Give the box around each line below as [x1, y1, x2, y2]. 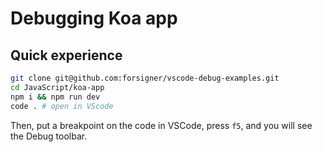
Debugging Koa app [10, 7, 178, 30]
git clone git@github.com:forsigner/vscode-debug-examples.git [10, 73, 280, 83]
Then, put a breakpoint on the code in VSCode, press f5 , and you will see [10, 119, 313, 131]
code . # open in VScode [10, 101, 114, 111]
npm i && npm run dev [10, 92, 101, 102]
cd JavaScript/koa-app [10, 82, 105, 92]
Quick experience [10, 47, 123, 64]
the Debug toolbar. [10, 130, 88, 142]
